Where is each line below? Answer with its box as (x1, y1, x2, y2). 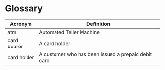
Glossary (5, 3, 43, 14)
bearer (7, 43, 23, 49)
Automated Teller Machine (39, 29, 100, 36)
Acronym (9, 21, 32, 27)
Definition (86, 21, 110, 27)
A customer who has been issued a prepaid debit (39, 51, 152, 58)
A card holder (39, 40, 71, 47)
